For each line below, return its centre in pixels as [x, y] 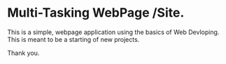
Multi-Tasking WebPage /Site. [96, 13]
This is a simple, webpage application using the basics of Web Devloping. [113, 32]
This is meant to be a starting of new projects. [73, 39]
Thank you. [23, 53]
